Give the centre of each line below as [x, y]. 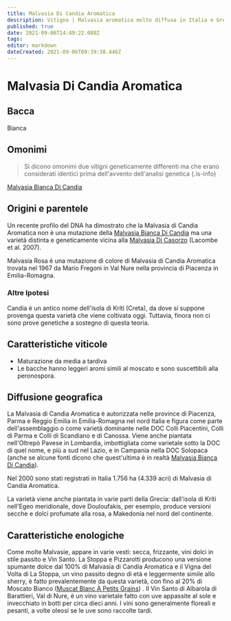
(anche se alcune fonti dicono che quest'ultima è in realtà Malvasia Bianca [112, 458]
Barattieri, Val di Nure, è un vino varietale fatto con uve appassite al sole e [112, 596]
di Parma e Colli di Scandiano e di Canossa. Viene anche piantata [100, 436]
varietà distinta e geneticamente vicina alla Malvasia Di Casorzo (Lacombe [112, 240]
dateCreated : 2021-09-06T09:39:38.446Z [64, 52]
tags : [15, 39]
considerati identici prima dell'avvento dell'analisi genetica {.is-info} [120, 174]
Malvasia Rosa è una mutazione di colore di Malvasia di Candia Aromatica [111, 261]
